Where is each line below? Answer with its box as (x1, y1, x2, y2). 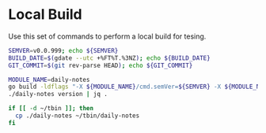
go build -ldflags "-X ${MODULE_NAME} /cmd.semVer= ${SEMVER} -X (8, 83, 222, 91)
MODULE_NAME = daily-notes (8, 76, 90, 83)
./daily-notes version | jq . (8, 91, 108, 98)
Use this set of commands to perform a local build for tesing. (8, 31, 207, 41)
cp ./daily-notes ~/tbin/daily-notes (15, 112, 140, 120)
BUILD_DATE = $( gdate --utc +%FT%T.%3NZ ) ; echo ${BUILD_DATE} (8, 54, 211, 62)
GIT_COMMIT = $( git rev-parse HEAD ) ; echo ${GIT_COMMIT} (8, 61, 193, 69)
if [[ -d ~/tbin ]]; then (8, 105, 93, 113)
